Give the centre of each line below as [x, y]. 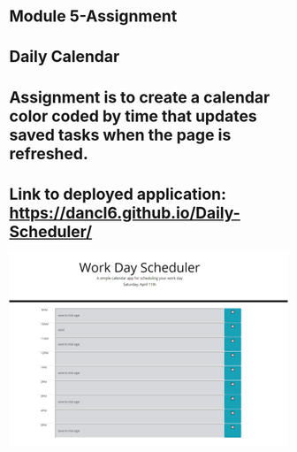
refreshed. [49, 153]
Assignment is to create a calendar [140, 97]
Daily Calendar [65, 57]
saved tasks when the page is [120, 135]
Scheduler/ [51, 231]
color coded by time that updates [133, 116]
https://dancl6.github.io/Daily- [125, 213]
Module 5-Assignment [93, 16]
